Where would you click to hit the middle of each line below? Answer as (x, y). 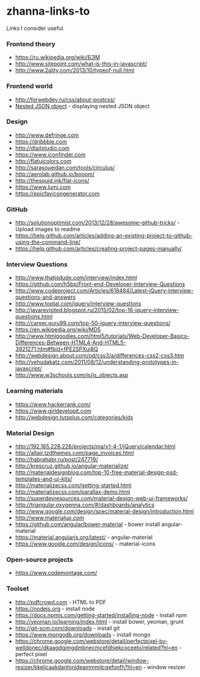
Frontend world (30, 86)
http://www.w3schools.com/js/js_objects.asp (72, 375)
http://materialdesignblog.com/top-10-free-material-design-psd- (97, 472)
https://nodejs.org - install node (55, 609)
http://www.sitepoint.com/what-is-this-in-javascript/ (81, 64)
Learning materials (35, 391)
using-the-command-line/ (48, 242)
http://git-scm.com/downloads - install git (67, 628)
